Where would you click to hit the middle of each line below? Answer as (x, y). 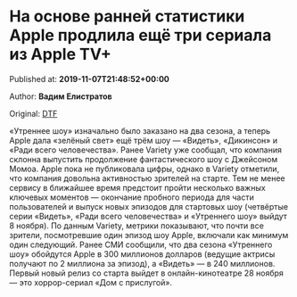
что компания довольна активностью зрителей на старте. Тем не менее (147, 178)
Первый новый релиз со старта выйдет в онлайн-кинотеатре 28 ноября (146, 273)
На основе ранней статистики (127, 16)
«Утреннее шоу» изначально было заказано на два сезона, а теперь (140, 130)
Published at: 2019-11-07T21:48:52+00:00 (89, 78)
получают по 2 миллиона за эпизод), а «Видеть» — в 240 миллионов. (142, 263)
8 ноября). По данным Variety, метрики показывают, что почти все (137, 226)
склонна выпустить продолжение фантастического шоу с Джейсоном (144, 159)
